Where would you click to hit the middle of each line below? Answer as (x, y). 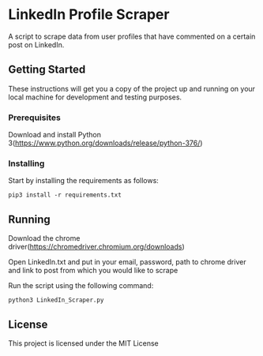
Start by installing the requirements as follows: (84, 181)
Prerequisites (34, 118)
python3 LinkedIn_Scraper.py (56, 300)
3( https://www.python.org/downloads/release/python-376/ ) (105, 143)
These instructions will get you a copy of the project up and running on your (131, 88)
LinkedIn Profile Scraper (89, 15)
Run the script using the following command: (81, 286)
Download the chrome (44, 238)
